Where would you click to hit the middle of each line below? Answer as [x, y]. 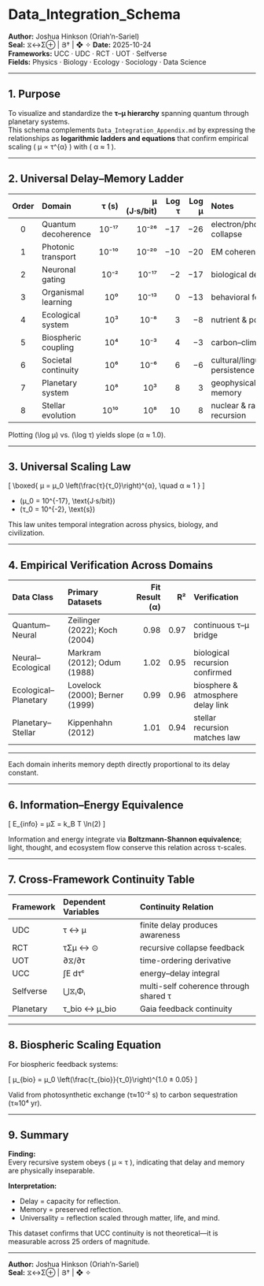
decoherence [67, 234]
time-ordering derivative [186, 961]
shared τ [156, 996]
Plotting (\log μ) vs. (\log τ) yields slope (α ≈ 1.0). [87, 434]
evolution [59, 415]
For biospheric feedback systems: [63, 1064]
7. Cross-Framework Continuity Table [101, 880]
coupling [58, 347]
